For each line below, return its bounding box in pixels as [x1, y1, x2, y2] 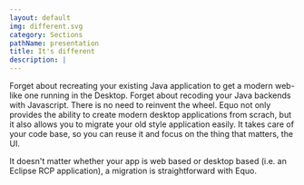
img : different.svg [9, 22, 83, 31]
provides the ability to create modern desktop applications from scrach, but [9, 110, 292, 120]
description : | [9, 55, 67, 64]
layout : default [9, 13, 71, 23]
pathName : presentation [9, 38, 100, 48]
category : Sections [9, 30, 83, 39]
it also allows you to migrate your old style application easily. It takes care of [9, 119, 295, 130]
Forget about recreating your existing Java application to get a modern [9, 81, 274, 91]
